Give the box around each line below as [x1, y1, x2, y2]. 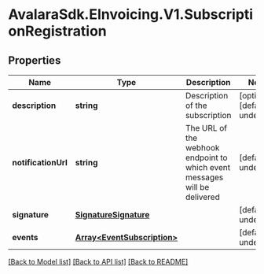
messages [185, 172, 224, 183]
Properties [8, 54, 61, 67]
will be [185, 182, 210, 192]
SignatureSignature [75, 209, 150, 220]
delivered [185, 191, 220, 202]
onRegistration [8, 22, 108, 40]
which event [185, 162, 230, 172]
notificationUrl [12, 157, 68, 168]
